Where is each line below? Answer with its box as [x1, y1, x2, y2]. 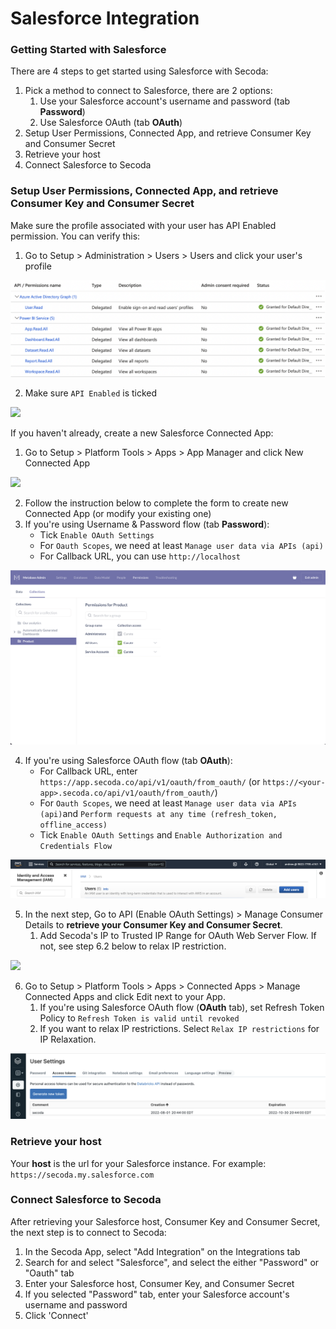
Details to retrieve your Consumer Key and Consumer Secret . [24, 918, 283, 931]
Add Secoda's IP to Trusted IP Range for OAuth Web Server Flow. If [39, 929, 317, 941]
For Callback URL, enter [39, 765, 138, 777]
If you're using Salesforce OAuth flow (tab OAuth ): [24, 755, 233, 767]
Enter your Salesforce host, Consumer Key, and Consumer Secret [24, 1277, 295, 1289]
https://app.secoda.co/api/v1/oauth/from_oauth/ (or [39, 776, 261, 788]
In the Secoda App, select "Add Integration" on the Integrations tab [24, 1245, 301, 1257]
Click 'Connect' [24, 1309, 89, 1321]
